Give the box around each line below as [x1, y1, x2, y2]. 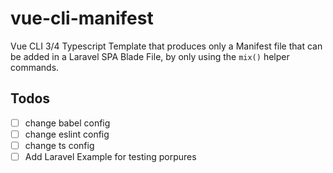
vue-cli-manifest [10, 7, 154, 30]
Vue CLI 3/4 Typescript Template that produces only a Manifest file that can [10, 40, 323, 52]
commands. [10, 61, 60, 73]
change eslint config [24, 128, 110, 140]
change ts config [24, 139, 95, 151]
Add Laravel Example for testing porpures [24, 150, 197, 162]
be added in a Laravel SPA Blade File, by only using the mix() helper [10, 50, 290, 62]
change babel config [24, 117, 111, 129]
